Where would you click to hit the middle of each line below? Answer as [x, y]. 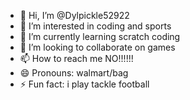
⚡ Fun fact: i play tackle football [84, 84]
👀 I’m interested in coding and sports [95, 26]
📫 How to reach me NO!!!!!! [76, 58]
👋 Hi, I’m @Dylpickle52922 [74, 15]
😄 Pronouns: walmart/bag [74, 73]
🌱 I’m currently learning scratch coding [100, 36]
